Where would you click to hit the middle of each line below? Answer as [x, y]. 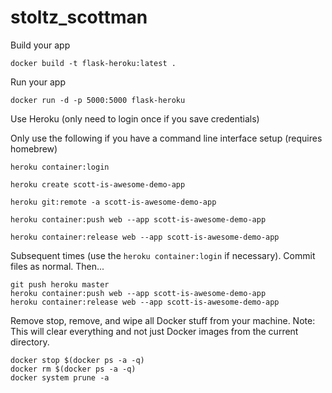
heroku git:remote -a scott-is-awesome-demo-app [113, 202]
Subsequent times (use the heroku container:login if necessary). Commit [163, 255]
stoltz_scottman [79, 17]
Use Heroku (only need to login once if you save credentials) [135, 118]
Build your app [40, 45]
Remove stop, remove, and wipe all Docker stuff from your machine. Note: [163, 320]
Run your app [38, 82]
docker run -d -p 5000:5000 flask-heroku [98, 100]
